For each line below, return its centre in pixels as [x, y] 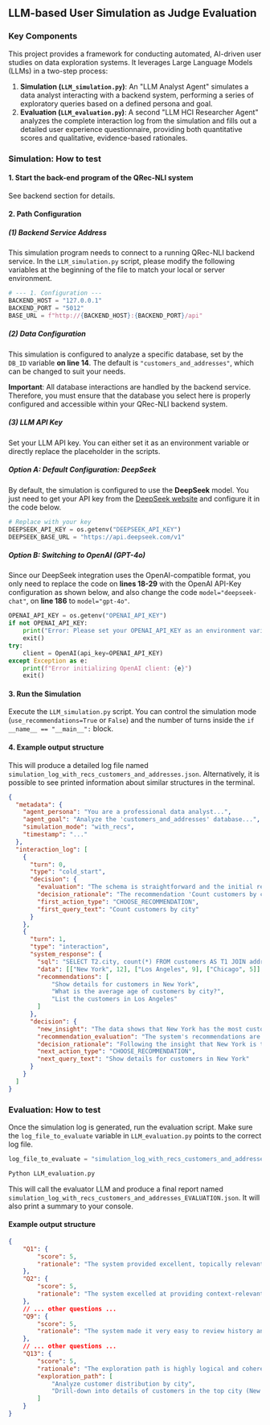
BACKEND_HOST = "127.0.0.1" [55, 301]
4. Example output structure [56, 747]
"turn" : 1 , [48, 940]
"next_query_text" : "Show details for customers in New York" [143, 1059]
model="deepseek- [228, 593]
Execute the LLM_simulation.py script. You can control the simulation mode [133, 712]
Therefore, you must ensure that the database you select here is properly [129, 395]
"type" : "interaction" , [70, 947]
